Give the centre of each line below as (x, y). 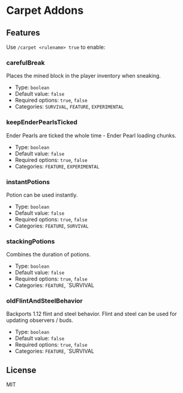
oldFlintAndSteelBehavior (44, 301)
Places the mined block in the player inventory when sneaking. (83, 76)
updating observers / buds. (40, 320)
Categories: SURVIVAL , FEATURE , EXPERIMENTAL (69, 107)
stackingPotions (31, 241)
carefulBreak (25, 63)
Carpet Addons (45, 11)
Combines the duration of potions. (49, 255)
